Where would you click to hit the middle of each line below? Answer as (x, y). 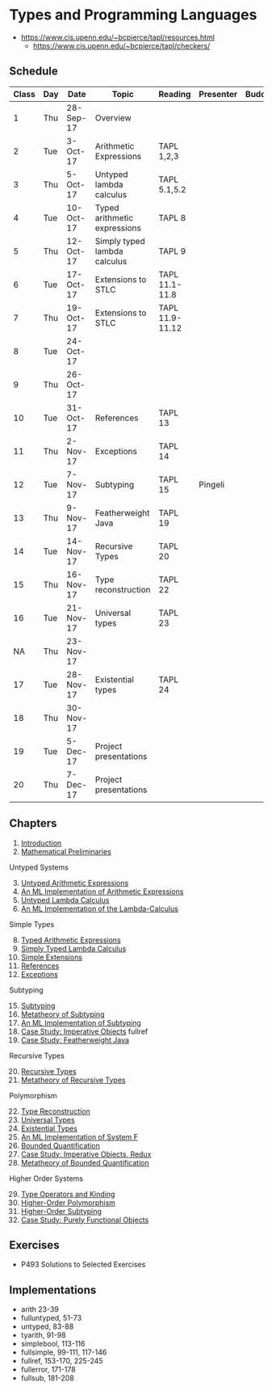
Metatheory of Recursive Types (73, 1080)
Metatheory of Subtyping (63, 1014)
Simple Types (32, 924)
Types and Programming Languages (133, 15)
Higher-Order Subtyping (61, 1211)
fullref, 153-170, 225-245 (62, 1361)
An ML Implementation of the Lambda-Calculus (99, 908)
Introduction (41, 843)
